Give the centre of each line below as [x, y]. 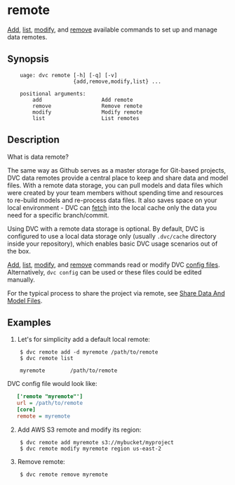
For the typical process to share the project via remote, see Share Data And [116, 293]
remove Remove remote [87, 106]
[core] [26, 410]
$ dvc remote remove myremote [64, 474]
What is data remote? [38, 157]
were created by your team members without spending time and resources [115, 192]
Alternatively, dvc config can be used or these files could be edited [105, 272]
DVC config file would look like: [52, 384]
